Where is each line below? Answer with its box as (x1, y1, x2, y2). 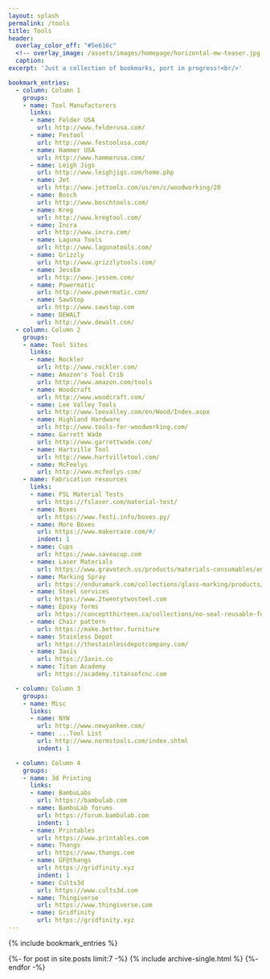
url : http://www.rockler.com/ (37, 363, 138, 371)
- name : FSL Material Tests (29, 490, 125, 498)
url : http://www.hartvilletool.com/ (37, 452, 160, 461)
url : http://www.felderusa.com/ (37, 124, 146, 132)
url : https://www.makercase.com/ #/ (37, 528, 157, 536)
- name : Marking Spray (29, 572, 106, 580)
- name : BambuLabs (29, 789, 92, 797)
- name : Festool (29, 131, 84, 139)
